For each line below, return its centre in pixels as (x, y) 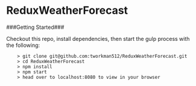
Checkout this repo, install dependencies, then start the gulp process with (98, 38)
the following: (23, 45)
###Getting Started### (35, 27)
